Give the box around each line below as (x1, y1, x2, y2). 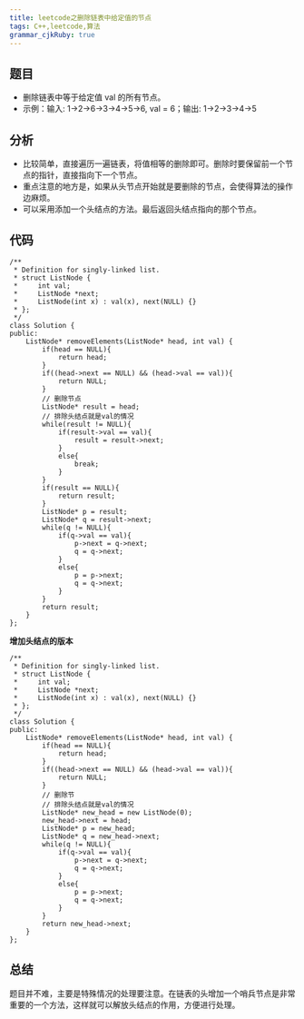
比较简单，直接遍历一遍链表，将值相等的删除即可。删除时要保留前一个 (22, 158, 286, 169)
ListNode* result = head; (42, 401, 141, 411)
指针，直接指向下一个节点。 (38, 170, 142, 180)
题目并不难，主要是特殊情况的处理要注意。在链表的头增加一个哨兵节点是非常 (9, 987, 296, 999)
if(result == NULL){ (42, 483, 120, 492)
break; (74, 460, 100, 469)
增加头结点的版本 (9, 635, 74, 646)
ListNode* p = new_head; (42, 824, 136, 833)
